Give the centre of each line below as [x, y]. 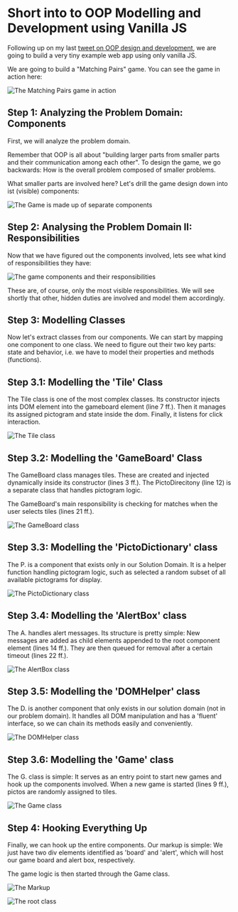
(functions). [25, 360]
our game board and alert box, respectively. [71, 860]
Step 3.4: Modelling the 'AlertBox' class [97, 616]
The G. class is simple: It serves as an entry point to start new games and [115, 777]
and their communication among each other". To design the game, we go [114, 162]
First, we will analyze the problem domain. [69, 141]
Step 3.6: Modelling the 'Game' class [91, 760]
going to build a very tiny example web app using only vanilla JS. [102, 55]
